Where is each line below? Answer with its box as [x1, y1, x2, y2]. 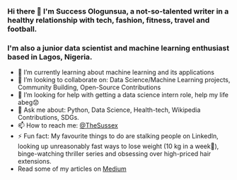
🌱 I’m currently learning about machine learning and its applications [17, 68, 214, 77]
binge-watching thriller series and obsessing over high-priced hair [17, 150, 212, 158]
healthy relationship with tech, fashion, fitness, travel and [7, 15, 210, 25]
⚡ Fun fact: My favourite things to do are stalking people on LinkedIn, [17, 132, 219, 140]
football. [7, 24, 37, 34]
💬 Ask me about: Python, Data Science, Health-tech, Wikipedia [17, 106, 201, 114]
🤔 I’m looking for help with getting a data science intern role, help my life [17, 91, 229, 99]
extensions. [17, 157, 52, 166]
